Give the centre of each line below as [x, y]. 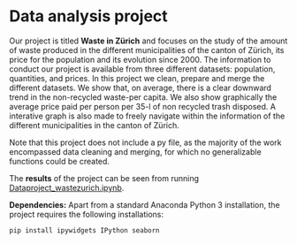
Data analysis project [88, 16]
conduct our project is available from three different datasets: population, [142, 69]
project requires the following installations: [86, 214]
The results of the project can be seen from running [104, 178]
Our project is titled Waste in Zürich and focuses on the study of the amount [148, 41]
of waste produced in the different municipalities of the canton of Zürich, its [147, 50]
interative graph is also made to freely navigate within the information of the [147, 116]
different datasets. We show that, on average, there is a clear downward [141, 88]
